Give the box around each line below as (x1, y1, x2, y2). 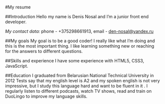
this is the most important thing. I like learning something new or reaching (5, 43, 154, 49)
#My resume (5, 4, 31, 10)
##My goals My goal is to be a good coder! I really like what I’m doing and (5, 38, 155, 44)
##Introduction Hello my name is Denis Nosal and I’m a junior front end (5, 14, 149, 19)
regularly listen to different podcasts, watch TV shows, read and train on (5, 88, 152, 94)
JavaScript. (5, 63, 29, 69)
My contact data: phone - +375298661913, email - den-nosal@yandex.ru (5, 28, 154, 34)
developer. (5, 19, 27, 25)
